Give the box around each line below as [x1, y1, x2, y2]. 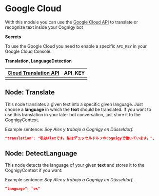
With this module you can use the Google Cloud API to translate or [5, 19, 138, 25]
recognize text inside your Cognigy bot [5, 24, 83, 30]
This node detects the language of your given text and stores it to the [5, 162, 145, 168]
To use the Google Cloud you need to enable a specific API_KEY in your [5, 43, 147, 49]
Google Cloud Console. [5, 48, 52, 54]
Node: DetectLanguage [5, 150, 77, 158]
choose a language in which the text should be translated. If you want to [5, 106, 151, 112]
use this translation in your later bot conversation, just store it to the [5, 111, 141, 117]
